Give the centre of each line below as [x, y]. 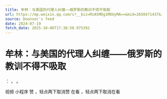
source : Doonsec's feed [30, 19]
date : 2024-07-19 [23, 24]
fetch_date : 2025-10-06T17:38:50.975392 [48, 28]
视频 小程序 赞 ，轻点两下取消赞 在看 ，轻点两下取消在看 [63, 92]
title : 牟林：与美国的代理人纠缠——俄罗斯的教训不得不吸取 [58, 10]
